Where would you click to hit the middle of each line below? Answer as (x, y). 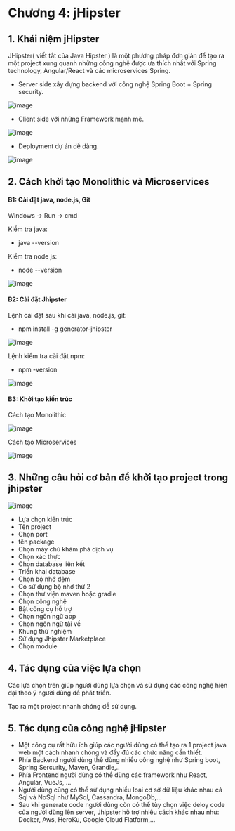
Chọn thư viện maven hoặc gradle (67, 594)
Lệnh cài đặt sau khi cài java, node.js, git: (67, 315)
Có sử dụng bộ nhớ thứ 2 (54, 586)
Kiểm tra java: (28, 229)
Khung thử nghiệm (45, 631)
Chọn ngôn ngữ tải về (49, 624)
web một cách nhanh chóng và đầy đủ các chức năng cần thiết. (110, 752)
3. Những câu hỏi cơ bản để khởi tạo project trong (118, 478)
